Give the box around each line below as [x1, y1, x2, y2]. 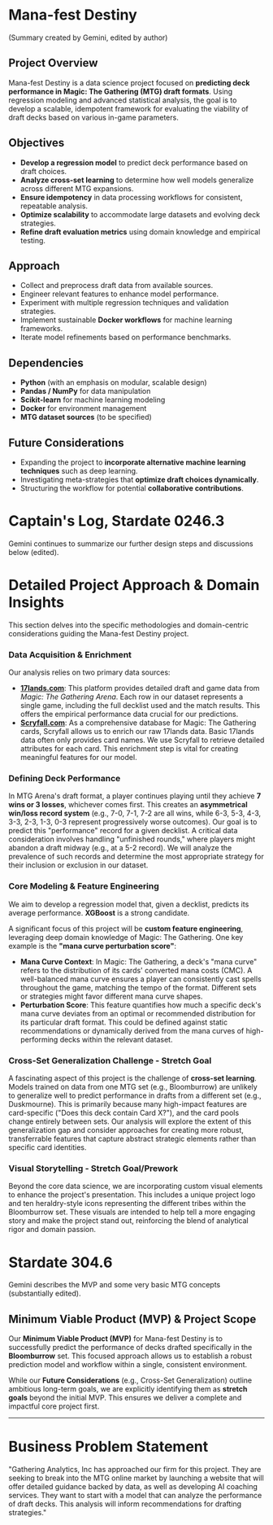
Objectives [8, 136, 65, 150]
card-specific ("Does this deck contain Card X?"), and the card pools [8, 1108, 240, 1118]
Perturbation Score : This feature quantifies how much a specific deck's [19, 999, 262, 1010]
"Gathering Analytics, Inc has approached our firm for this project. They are [8, 1465, 262, 1475]
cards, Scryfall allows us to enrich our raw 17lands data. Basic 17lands [19, 727, 254, 736]
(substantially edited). [8, 1288, 81, 1299]
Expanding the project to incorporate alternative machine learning [19, 457, 246, 467]
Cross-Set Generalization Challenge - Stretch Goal [8, 1055, 212, 1066]
